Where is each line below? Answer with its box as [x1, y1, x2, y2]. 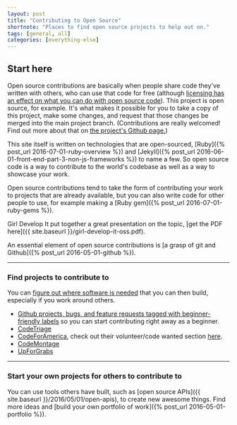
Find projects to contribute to [7, 272, 109, 282]
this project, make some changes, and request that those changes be [7, 111, 209, 120]
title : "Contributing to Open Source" [7, 17, 121, 24]
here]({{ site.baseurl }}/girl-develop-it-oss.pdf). [7, 227, 146, 235]
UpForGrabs [17, 347, 54, 356]
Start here [7, 63, 53, 75]
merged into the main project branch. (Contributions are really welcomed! [7, 118, 221, 127]
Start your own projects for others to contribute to [7, 371, 182, 381]
